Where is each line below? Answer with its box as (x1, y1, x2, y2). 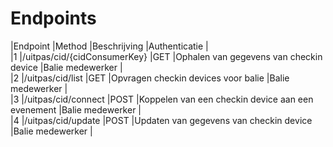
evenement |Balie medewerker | (10, 103, 142, 116)
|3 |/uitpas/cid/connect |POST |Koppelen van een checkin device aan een (10, 93, 314, 105)
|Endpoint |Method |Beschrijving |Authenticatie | (10, 40, 209, 52)
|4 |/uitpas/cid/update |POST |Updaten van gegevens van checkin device (10, 114, 313, 126)
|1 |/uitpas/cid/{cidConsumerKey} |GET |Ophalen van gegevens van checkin (10, 50, 323, 62)
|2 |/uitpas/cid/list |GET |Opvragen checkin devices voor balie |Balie (10, 72, 290, 84)
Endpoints (10, 7, 97, 30)
